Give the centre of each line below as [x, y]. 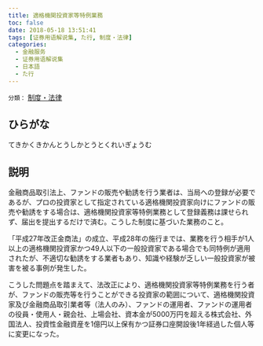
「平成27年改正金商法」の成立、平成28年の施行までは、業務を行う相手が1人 [131, 239]
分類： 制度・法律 [35, 97]
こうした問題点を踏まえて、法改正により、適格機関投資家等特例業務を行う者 [131, 285]
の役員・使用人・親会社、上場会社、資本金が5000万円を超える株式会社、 [127, 315]
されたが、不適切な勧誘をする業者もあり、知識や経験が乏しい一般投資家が [128, 258]
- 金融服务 [31, 52]
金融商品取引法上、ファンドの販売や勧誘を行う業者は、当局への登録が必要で [132, 193]
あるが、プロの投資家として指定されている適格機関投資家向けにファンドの [128, 202]
